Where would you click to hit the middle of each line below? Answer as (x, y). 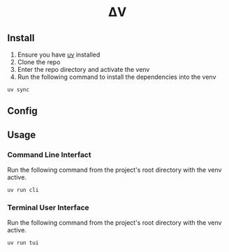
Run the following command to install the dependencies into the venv (117, 77)
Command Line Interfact (49, 154)
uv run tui (23, 243)
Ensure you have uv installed (59, 54)
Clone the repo (39, 62)
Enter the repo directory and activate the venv (83, 69)
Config (22, 111)
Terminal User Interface (48, 208)
